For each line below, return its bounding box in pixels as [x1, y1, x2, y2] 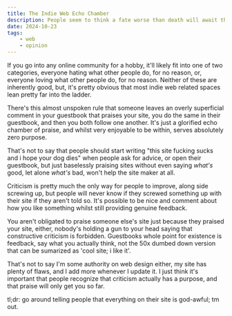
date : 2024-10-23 [7, 23, 57, 30]
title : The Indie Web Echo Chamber [7, 10, 110, 17]
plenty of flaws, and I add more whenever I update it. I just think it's [7, 267, 199, 275]
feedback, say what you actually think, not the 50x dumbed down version [7, 239, 216, 247]
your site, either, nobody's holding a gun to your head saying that [7, 225, 193, 233]
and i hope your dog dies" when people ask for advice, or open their [7, 154, 202, 162]
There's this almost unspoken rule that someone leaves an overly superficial [7, 104, 224, 112]
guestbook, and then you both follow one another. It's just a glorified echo [7, 119, 217, 126]
